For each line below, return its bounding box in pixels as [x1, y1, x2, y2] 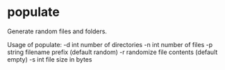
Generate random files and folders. [7, 27, 108, 35]
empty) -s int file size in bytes [7, 55, 92, 63]
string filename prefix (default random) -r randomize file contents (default [7, 48, 218, 56]
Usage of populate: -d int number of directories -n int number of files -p [7, 40, 213, 49]
